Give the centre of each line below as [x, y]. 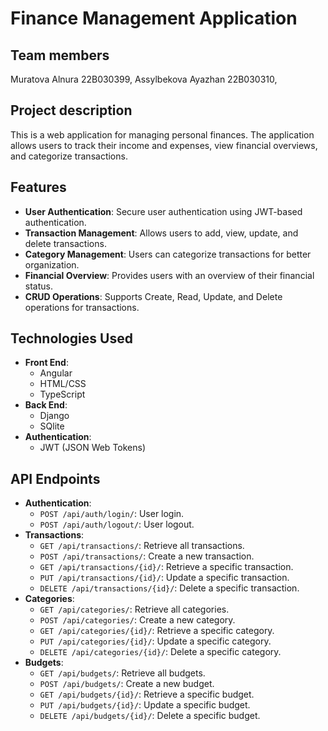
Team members [60, 55]
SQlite [52, 426]
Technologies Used [71, 338]
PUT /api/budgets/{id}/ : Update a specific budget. [145, 705]
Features [38, 187]
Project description [71, 110]
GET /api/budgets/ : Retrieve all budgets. [122, 673]
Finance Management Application [154, 18]
